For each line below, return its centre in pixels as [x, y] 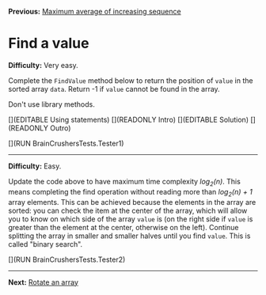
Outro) [61, 128]
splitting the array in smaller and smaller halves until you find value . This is [129, 236]
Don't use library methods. [51, 104]
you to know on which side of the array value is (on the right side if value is [131, 219]
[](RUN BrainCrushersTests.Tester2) [67, 259]
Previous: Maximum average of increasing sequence [95, 11]
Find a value [49, 43]
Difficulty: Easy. [35, 166]
